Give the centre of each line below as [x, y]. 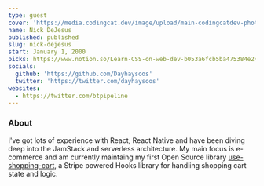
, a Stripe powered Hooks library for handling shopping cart [150, 165]
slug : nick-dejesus [40, 45]
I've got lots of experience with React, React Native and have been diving [126, 140]
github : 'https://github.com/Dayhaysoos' [84, 74]
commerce [26, 157]
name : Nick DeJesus [40, 30]
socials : [22, 67]
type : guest [27, 15]
